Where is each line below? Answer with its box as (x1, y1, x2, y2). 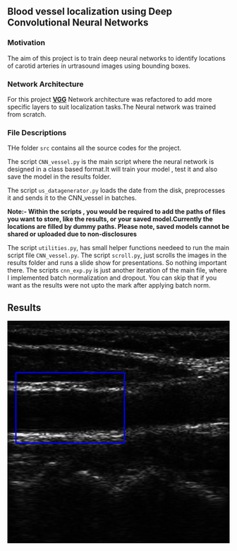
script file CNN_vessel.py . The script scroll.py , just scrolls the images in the (7, 251, 227, 260)
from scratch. (7, 109, 47, 119)
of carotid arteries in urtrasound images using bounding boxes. (7, 61, 190, 70)
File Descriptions (7, 127, 67, 137)
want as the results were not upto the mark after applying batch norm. (7, 281, 211, 290)
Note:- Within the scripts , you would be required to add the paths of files (7, 208, 226, 216)
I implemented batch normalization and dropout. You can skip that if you (7, 273, 217, 282)
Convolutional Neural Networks (7, 17, 149, 29)
